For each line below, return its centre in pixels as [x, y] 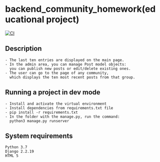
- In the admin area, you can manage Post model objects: [66, 64]
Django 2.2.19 [20, 152]
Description [23, 49]
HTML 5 [12, 156]
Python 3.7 [16, 147]
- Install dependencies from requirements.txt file [59, 108]
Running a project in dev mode [53, 92]
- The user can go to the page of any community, [57, 73]
